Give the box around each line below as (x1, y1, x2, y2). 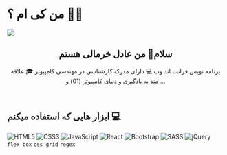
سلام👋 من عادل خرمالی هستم (58, 48, 173, 60)
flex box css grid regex (7, 141, 76, 148)
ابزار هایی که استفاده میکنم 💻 (7, 111, 122, 123)
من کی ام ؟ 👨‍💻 (7, 6, 84, 22)
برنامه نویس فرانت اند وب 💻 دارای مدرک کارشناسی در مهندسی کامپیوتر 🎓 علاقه (10, 67, 221, 75)
